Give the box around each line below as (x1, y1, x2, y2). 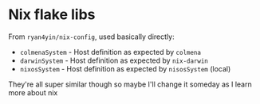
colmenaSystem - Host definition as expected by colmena (19, 47, 202, 56)
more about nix (8, 87, 58, 97)
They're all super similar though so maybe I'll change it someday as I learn (8, 79, 253, 89)
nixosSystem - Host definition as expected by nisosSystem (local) (19, 64, 231, 73)
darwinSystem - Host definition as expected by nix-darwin (19, 56, 209, 65)
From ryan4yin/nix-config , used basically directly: (8, 32, 175, 41)
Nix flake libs (8, 6, 96, 24)
